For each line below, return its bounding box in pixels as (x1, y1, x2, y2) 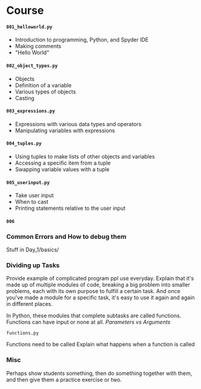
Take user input (14, 192, 54, 199)
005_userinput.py (6, 179, 50, 186)
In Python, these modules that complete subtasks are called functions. (6, 312, 182, 320)
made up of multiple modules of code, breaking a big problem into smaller (6, 281, 190, 288)
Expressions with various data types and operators (14, 120, 142, 127)
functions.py (6, 330, 39, 337)
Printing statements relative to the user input (14, 204, 126, 212)
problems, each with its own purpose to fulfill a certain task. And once (6, 288, 180, 295)
